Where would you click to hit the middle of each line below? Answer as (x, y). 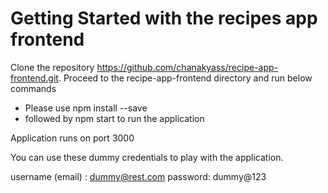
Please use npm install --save (86, 108)
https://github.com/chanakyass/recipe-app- (187, 67)
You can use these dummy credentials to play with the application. (147, 157)
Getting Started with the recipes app (164, 18)
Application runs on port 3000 (72, 138)
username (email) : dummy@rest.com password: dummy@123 (138, 176)
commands (33, 88)
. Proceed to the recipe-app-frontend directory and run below (185, 78)
